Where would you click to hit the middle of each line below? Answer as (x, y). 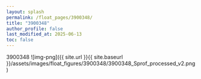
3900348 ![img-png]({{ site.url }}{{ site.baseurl (65, 57)
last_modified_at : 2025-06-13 (44, 34)
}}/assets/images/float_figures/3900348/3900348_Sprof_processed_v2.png (101, 63)
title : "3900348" (28, 23)
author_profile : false (35, 29)
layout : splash (25, 12)
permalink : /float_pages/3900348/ (50, 17)
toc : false (20, 40)
